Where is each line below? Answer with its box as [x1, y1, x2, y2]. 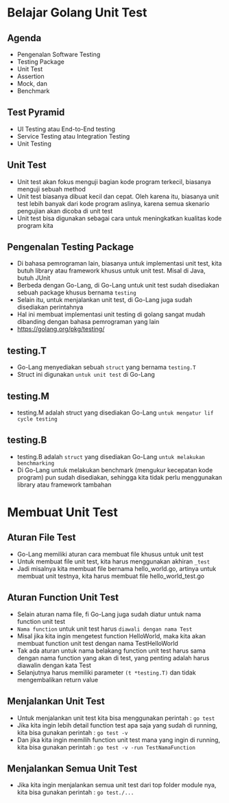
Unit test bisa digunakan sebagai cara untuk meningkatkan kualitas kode [16, 214, 222, 222]
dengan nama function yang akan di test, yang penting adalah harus [16, 653, 210, 662]
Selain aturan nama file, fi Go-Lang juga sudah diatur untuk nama [16, 609, 202, 618]
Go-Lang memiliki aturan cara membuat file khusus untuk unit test [16, 550, 204, 558]
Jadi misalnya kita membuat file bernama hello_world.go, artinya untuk [16, 564, 217, 572]
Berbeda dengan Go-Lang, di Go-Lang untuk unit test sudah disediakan [16, 281, 219, 290]
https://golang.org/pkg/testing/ [16, 325, 105, 334]
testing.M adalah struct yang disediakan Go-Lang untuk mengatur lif [16, 408, 214, 417]
